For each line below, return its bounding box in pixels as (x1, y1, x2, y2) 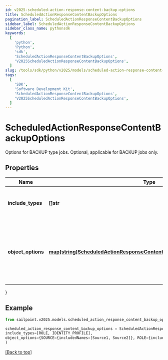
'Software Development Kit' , (14, 86, 75, 92)
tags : (5, 73, 16, 78)
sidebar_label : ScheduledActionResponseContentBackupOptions (5, 21, 135, 27)
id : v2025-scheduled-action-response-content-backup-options (5, 7, 135, 13)
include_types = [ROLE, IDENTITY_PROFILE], (5, 331, 93, 336)
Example (5, 304, 33, 312)
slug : (5, 68, 16, 73)
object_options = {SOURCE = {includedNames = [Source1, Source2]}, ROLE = (5, 335, 149, 340)
